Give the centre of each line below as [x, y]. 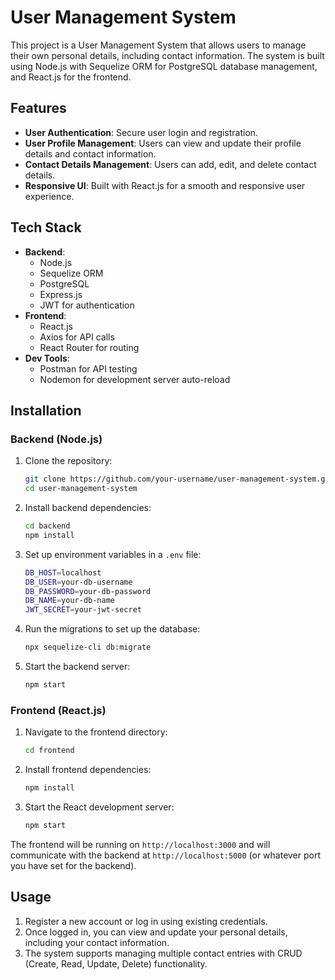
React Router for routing [89, 347]
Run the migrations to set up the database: [112, 629]
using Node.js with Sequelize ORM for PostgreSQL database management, [164, 66]
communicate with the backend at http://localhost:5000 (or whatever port [166, 855]
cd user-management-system [81, 489]
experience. [49, 196]
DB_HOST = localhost [63, 572]
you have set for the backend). [73, 865]
